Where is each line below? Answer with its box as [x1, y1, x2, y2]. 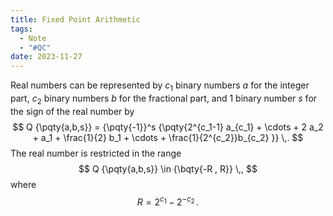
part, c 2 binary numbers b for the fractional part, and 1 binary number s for [10, 92, 318, 106]
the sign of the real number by [10, 105, 135, 117]
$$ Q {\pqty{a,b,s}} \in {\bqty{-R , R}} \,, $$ [78, 162, 258, 175]
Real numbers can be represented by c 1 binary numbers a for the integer [10, 79, 310, 93]
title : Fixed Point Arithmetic [10, 14, 141, 25]
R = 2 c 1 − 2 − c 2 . [136, 194, 200, 208]
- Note [19, 33, 47, 43]
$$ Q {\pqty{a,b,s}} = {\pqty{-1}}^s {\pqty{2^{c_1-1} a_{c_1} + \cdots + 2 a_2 [12, 121, 324, 133]
